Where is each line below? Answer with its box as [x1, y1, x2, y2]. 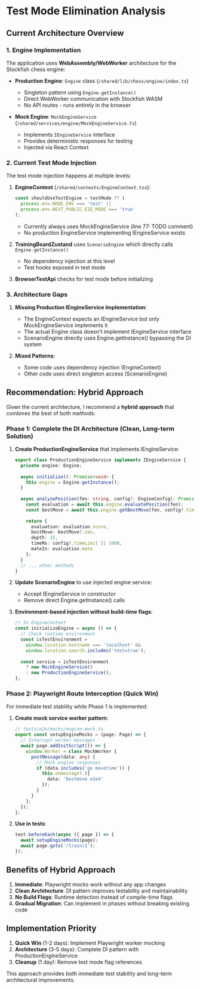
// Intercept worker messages [20, 737, 96, 744]
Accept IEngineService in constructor [23, 590, 116, 597]
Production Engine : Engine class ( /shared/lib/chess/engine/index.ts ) [14, 77, 189, 84]
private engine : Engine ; [20, 463, 82, 469]
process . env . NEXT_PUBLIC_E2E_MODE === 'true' [20, 206, 136, 212]
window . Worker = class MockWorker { [26, 748, 117, 754]
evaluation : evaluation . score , [30, 523, 109, 529]
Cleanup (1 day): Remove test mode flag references [14, 958, 142, 965]
